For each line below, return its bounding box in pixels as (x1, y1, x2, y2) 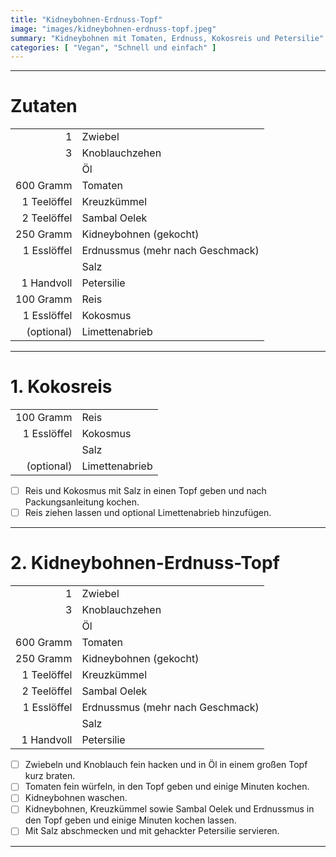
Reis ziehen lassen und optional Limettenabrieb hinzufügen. (24, 507, 272, 519)
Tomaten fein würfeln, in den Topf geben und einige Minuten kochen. (24, 781, 310, 793)
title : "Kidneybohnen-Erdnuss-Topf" (10, 14, 163, 25)
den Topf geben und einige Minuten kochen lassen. (24, 814, 237, 826)
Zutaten (10, 95, 78, 118)
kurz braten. (24, 770, 76, 782)
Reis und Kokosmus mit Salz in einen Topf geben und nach (24, 485, 267, 497)
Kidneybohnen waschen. (24, 792, 128, 804)
